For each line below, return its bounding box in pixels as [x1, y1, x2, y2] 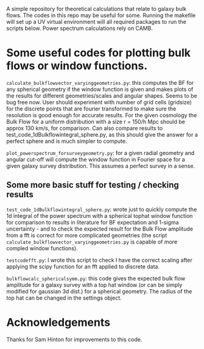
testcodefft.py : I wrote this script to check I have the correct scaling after [6, 256, 193, 264]
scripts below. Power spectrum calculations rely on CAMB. [6, 24, 153, 32]
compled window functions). [6, 244, 78, 252]
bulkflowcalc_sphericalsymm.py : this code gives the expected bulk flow [6, 275, 186, 282]
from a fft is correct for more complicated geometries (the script [6, 231, 167, 239]
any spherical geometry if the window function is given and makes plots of [6, 85, 194, 93]
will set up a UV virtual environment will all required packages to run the [6, 18, 187, 25]
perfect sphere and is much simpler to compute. [6, 137, 127, 145]
